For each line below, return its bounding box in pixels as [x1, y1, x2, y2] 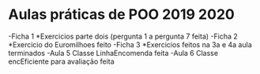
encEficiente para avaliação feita [8, 57, 115, 66]
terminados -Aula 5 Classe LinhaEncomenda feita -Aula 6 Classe [8, 48, 219, 57]
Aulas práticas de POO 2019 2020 [8, 6, 235, 24]
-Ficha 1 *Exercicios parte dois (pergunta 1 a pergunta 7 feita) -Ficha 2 [8, 31, 239, 41]
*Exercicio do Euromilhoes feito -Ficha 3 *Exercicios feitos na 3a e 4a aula [8, 39, 252, 49]
